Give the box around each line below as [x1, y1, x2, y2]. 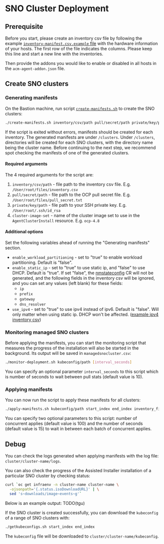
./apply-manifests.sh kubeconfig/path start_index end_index [5, 407, 132, 412]
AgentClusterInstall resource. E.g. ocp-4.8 [12, 218, 100, 223]
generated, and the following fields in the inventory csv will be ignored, [12, 275, 155, 281]
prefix [19, 291, 33, 296]
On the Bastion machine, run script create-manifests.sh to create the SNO [5, 106, 155, 111]
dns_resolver [19, 302, 46, 307]
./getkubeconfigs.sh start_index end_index [5, 524, 95, 529]
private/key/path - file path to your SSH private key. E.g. [12, 202, 127, 208]
